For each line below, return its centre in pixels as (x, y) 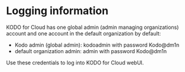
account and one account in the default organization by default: (84, 33)
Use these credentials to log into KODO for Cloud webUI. (75, 63)
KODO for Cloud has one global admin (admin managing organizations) (92, 27)
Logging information (57, 11)
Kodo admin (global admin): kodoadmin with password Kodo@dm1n (97, 45)
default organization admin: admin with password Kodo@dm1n (91, 51)
